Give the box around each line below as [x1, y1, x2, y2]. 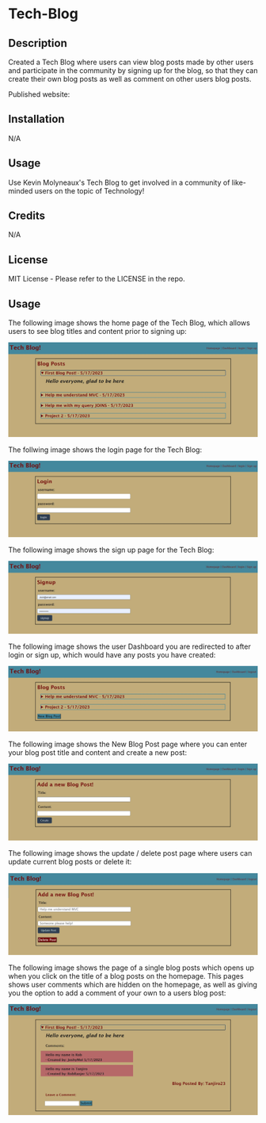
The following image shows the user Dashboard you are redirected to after [8, 642, 251, 651]
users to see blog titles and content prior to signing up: [8, 327, 188, 336]
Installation [8, 113, 65, 126]
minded [8, 186, 33, 195]
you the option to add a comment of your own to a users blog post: [8, 988, 226, 998]
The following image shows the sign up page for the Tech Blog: [8, 545, 215, 554]
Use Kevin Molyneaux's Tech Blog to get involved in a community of [8, 178, 230, 187]
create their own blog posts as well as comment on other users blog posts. [8, 75, 252, 83]
